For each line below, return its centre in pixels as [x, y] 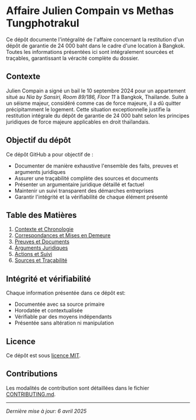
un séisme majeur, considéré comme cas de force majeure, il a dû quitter [94, 103]
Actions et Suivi [33, 254]
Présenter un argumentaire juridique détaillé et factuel [79, 184]
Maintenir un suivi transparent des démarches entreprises [84, 190]
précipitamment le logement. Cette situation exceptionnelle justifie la [88, 109]
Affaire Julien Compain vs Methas [90, 11]
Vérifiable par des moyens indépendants [63, 317]
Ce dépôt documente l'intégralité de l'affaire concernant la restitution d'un [95, 39]
